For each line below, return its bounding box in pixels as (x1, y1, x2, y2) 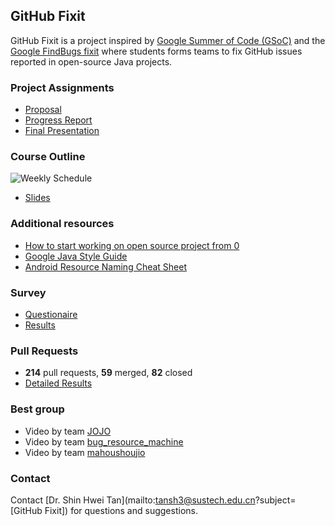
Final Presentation (24, 125, 100, 137)
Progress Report (24, 114, 93, 126)
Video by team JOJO (24, 425, 112, 437)
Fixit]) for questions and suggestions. (44, 504, 198, 516)
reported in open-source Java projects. (10, 55, 173, 68)
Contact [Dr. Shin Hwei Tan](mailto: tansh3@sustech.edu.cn (10, 494, 256, 506)
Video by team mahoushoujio (24, 446, 146, 458)
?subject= (254, 494, 297, 506)
